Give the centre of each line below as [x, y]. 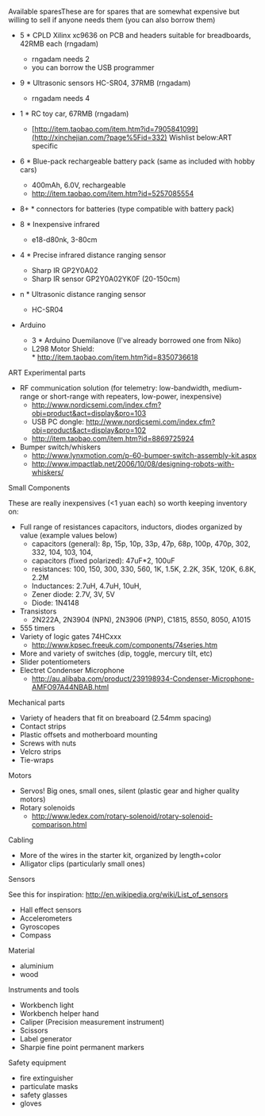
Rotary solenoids [47, 808]
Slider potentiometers [55, 662]
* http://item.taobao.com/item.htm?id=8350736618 [115, 357]
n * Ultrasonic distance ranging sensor [83, 294]
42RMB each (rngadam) [59, 44]
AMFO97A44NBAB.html [70, 687]
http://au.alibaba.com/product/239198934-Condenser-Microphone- [143, 679]
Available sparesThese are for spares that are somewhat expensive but [124, 12]
